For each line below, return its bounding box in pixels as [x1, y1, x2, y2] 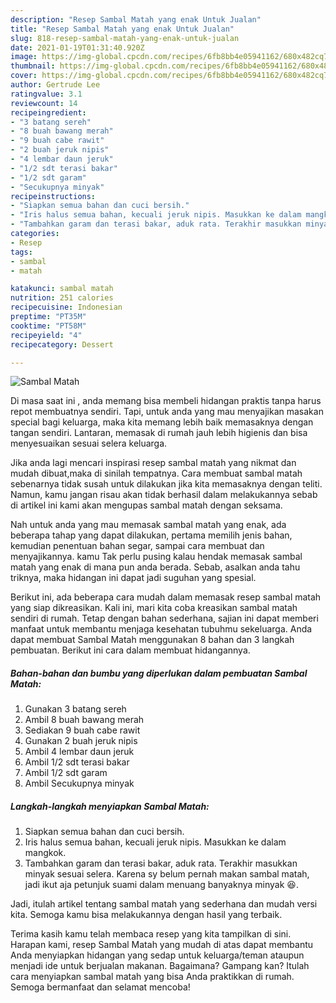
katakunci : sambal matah [10, 284, 114, 294]
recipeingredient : [10, 107, 87, 118]
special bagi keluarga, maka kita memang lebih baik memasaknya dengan [10, 416, 314, 428]
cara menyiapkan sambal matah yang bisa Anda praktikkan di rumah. [10, 971, 295, 983]
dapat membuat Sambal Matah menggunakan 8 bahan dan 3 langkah [10, 634, 295, 646]
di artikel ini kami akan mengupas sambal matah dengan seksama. [10, 499, 283, 511]
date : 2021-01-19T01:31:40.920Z [10, 42, 145, 53]
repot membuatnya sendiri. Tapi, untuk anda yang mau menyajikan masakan [10, 406, 324, 418]
